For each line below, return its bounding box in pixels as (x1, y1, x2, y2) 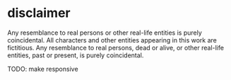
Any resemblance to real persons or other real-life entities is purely (7, 28, 203, 37)
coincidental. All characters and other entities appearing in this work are (7, 35, 218, 44)
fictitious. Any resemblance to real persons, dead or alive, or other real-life (7, 43, 225, 52)
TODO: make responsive (7, 64, 79, 73)
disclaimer (7, 5, 71, 21)
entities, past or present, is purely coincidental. (7, 51, 144, 59)
